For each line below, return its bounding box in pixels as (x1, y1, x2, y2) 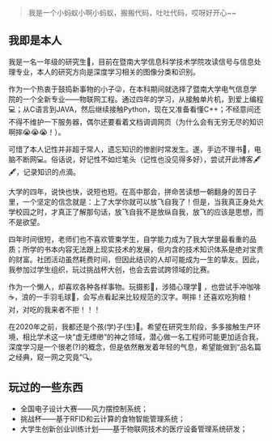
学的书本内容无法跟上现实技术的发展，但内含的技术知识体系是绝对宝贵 (29, 244, 264, 254)
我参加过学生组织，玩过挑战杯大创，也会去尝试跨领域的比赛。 (8, 265, 215, 274)
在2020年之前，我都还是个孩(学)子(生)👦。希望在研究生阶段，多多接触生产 (8, 321, 254, 331)
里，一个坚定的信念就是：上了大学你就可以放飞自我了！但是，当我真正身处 (8, 197, 257, 206)
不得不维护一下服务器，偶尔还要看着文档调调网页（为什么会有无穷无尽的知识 (8, 117, 264, 126)
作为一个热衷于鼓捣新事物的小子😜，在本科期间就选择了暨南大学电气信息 (8, 84, 250, 94)
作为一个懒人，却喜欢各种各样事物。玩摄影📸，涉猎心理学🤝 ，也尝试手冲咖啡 (8, 282, 261, 291)
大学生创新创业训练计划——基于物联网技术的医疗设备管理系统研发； (19, 424, 248, 434)
